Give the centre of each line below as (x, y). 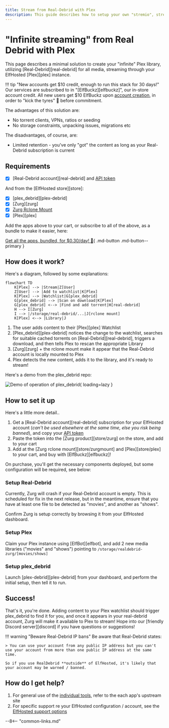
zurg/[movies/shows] (27, 554)
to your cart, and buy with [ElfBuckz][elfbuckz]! (62, 454)
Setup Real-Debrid (28, 483)
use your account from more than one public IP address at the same (78, 650)
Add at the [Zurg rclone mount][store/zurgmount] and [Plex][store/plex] (87, 449)
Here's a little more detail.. (32, 413)
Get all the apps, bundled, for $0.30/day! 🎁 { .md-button (62, 240)
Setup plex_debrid (28, 566)
